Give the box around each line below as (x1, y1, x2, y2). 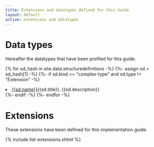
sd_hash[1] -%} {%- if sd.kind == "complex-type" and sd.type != (5, 71, 142, 77)
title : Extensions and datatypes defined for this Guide (5, 7, 129, 13)
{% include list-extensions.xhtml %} (5, 136, 81, 143)
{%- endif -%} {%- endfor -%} (5, 92, 70, 98)
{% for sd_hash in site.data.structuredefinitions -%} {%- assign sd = (5, 66, 149, 72)
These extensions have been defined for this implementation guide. (5, 127, 147, 133)
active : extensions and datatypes (5, 17, 79, 22)
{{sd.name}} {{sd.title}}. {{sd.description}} (12, 86, 100, 92)
